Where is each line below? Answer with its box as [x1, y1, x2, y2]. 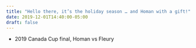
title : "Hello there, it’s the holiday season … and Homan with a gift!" [6, 8, 191, 15]
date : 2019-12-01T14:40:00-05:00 [6, 14, 88, 20]
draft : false [6, 19, 38, 25]
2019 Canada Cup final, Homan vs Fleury [14, 36, 114, 43]
